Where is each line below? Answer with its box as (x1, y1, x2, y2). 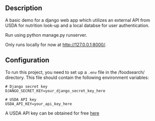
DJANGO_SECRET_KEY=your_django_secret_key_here (5, 88, 106, 93)
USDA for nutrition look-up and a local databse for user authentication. (5, 22, 150, 28)
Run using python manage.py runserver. (5, 32, 87, 38)
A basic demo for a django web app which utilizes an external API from (5, 17, 151, 23)
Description (5, 4, 42, 12)
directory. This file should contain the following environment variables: (5, 74, 149, 80)
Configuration (5, 56, 50, 64)
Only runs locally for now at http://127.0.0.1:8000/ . (5, 42, 107, 48)
